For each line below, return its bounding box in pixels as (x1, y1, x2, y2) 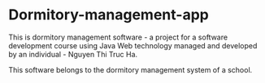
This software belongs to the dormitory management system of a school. (8, 64, 253, 74)
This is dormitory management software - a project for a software (8, 32, 228, 42)
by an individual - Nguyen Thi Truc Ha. (8, 49, 138, 59)
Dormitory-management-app (8, 6, 209, 24)
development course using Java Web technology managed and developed (8, 40, 258, 50)
